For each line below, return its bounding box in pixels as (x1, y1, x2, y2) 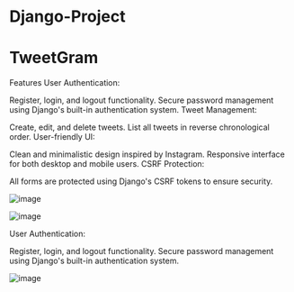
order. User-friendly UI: (9, 132, 96, 142)
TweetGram (9, 48, 99, 68)
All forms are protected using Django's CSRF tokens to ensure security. (9, 176, 273, 187)
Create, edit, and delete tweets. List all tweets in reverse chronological (9, 122, 270, 132)
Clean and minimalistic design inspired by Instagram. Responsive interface (9, 149, 285, 160)
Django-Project (9, 6, 126, 27)
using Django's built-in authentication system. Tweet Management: (9, 105, 258, 115)
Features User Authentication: (9, 78, 120, 88)
